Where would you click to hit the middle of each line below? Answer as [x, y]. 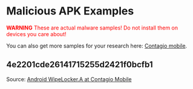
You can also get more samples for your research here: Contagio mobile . [97, 46]
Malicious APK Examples [70, 11]
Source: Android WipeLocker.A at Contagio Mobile [69, 79]
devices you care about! [36, 34]
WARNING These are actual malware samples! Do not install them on [92, 28]
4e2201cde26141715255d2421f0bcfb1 [80, 65]
